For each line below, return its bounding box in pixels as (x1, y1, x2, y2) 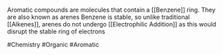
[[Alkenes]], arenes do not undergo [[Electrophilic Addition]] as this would (7, 20, 217, 28)
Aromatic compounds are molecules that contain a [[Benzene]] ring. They (7, 6, 215, 14)
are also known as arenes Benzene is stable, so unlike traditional (7, 13, 191, 21)
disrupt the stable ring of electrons (7, 27, 105, 35)
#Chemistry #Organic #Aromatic (7, 41, 100, 48)
